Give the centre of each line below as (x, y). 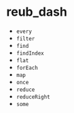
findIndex (30, 53)
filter (25, 38)
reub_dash (37, 12)
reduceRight (33, 97)
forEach (27, 68)
